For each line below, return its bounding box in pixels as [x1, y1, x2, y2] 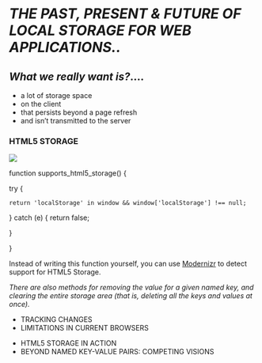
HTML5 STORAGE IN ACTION [20, 338, 117, 348]
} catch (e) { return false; [9, 213, 90, 222]
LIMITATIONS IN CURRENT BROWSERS [20, 323, 150, 333]
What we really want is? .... [9, 70, 145, 83]
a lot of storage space [20, 91, 93, 100]
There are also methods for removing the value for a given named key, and [9, 282, 254, 293]
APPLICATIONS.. [9, 39, 121, 56]
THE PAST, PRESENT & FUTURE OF [9, 5, 241, 23]
